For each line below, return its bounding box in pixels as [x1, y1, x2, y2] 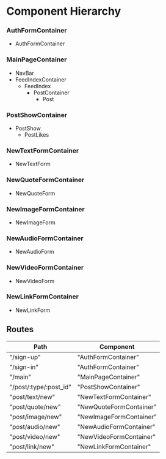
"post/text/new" [9, 392, 56, 401]
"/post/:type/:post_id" [9, 382, 72, 391]
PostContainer [33, 89, 70, 96]
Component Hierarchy [6, 4, 121, 18]
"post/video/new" [9, 432, 60, 441]
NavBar [15, 69, 35, 77]
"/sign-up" [9, 352, 41, 361]
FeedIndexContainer [15, 75, 67, 83]
